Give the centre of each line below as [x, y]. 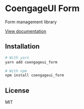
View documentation [26, 31]
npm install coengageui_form [34, 76]
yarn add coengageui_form [31, 62]
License [17, 90]
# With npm [16, 71]
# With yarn [17, 58]
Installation [22, 47]
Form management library [31, 22]
